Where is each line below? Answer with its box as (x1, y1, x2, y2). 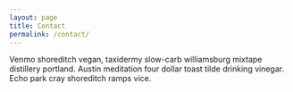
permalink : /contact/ (9, 29, 90, 38)
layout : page (9, 13, 58, 22)
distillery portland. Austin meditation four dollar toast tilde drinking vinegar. (9, 63, 284, 74)
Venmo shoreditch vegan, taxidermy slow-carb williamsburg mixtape (9, 54, 263, 65)
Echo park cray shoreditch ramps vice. (9, 73, 152, 84)
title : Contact (9, 21, 66, 30)
